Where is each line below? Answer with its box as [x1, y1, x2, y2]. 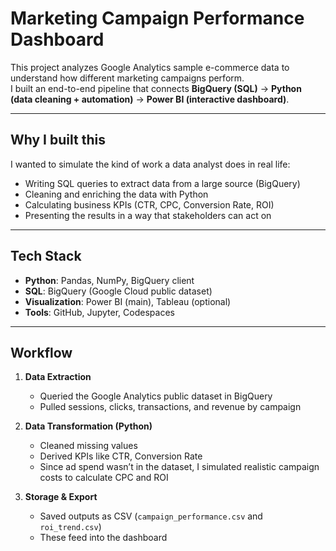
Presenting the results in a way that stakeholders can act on [24, 209, 272, 221]
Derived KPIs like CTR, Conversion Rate [39, 450, 203, 462]
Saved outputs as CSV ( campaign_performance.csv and [39, 510, 263, 522]
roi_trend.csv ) [39, 521, 102, 533]
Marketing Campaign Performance [10, 7, 305, 30]
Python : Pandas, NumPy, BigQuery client [24, 274, 195, 286]
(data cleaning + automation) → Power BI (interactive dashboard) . [10, 93, 290, 105]
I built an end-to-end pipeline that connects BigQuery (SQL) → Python [10, 82, 302, 94]
